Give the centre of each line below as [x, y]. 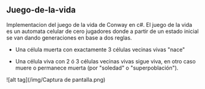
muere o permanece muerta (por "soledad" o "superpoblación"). [97, 68]
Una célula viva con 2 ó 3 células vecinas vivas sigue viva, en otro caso [105, 61]
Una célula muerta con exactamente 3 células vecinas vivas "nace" [100, 49]
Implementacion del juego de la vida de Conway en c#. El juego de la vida [99, 24]
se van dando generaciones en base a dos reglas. [69, 37]
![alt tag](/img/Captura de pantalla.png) [56, 79]
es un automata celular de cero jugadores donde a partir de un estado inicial [102, 31]
